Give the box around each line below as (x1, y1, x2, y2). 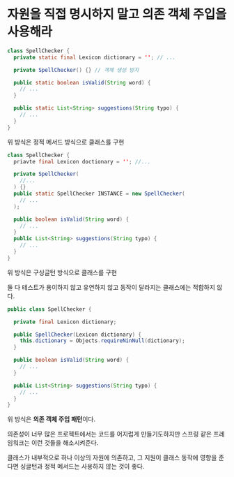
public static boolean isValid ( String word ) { (13, 79, 151, 86)
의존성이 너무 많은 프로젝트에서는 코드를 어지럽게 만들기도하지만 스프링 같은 (7, 430, 212, 439)
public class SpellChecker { (7, 305, 92, 313)
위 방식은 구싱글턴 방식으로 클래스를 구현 (7, 268, 117, 277)
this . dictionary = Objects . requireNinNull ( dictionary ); (19, 337, 186, 344)
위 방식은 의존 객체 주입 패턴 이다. (7, 415, 96, 423)
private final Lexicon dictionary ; (13, 318, 117, 325)
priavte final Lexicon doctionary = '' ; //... (13, 158, 151, 165)
